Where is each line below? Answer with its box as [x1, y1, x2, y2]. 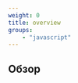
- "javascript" [22, 33, 72, 41]
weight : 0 [8, 11, 41, 20]
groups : [8, 26, 34, 34]
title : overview [8, 19, 61, 27]
